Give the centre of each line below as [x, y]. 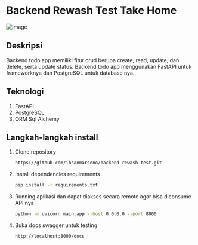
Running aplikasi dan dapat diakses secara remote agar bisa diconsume [103, 197]
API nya [24, 203]
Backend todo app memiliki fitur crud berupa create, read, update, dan [93, 60]
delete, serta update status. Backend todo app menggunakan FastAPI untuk [99, 66]
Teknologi [25, 92]
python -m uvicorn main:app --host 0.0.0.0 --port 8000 [86, 214]
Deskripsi [24, 46]
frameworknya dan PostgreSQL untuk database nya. [70, 73]
